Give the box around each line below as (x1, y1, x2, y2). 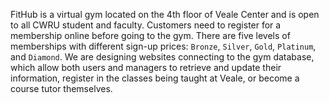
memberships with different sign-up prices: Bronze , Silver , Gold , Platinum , (10, 40, 317, 52)
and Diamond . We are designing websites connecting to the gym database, (10, 51, 315, 63)
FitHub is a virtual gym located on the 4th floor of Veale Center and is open (10, 9, 320, 20)
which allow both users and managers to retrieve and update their (10, 62, 282, 73)
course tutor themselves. (10, 83, 113, 94)
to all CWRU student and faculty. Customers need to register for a (10, 19, 282, 31)
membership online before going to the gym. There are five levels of (10, 30, 291, 41)
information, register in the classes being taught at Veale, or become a (10, 72, 300, 84)
